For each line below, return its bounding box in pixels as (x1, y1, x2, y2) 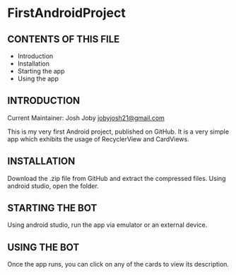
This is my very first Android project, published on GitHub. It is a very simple (7, 127, 230, 136)
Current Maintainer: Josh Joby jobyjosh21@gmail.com (7, 113, 165, 122)
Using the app (17, 74, 59, 83)
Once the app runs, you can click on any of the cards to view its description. (7, 260, 230, 269)
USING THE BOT (7, 241, 80, 253)
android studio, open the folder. (7, 182, 99, 190)
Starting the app (17, 67, 65, 75)
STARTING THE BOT (7, 202, 98, 214)
